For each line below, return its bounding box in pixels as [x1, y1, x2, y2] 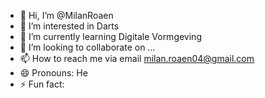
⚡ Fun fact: [19, 78, 65, 90]
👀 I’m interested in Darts [19, 20, 120, 32]
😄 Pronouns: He [19, 67, 88, 79]
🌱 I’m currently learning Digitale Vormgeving [19, 31, 202, 42]
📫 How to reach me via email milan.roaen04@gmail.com [19, 53, 255, 64]
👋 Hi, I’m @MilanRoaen [19, 10, 114, 21]
